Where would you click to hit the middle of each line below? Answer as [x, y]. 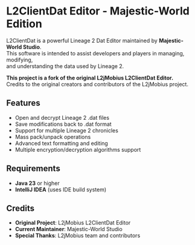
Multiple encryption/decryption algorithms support [78, 149]
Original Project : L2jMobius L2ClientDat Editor [73, 223]
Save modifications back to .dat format [63, 124]
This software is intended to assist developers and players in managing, [95, 53]
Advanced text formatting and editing [62, 143]
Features [23, 103]
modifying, [20, 60]
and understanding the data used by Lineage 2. [65, 66]
